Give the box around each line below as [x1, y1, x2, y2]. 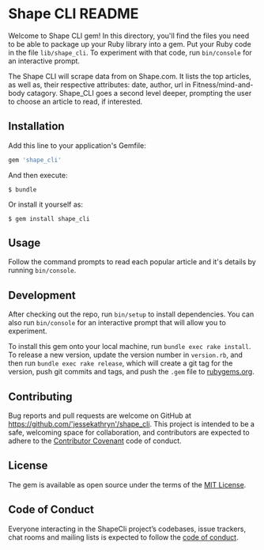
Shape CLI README [8, 5, 139, 23]
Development [8, 288, 77, 302]
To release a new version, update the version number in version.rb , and [8, 350, 243, 360]
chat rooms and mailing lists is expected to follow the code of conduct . [8, 532, 239, 542]
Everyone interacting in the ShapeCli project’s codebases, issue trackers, [8, 524, 247, 533]
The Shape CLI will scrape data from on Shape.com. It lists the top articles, [8, 71, 251, 81]
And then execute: [8, 170, 68, 180]
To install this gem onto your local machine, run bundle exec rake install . [8, 342, 251, 351]
